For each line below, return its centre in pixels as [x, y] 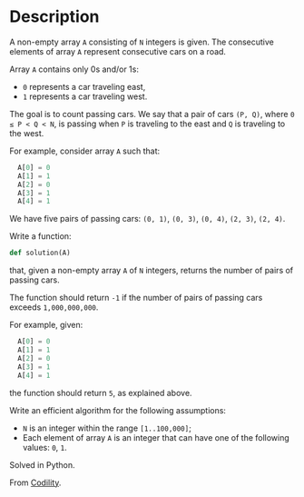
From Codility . [35, 482]
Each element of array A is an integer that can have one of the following [156, 437]
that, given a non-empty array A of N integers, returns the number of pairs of [152, 271]
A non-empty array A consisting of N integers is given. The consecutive [142, 42]
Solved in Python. [42, 464]
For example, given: [46, 325]
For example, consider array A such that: [85, 151]
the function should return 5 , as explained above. [101, 393]
